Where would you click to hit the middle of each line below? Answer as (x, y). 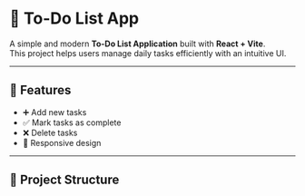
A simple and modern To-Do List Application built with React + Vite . (138, 44)
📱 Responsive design (62, 142)
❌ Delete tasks (50, 132)
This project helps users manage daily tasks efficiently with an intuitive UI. (148, 53)
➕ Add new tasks (54, 112)
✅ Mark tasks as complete (72, 122)
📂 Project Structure (64, 180)
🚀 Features (40, 90)
